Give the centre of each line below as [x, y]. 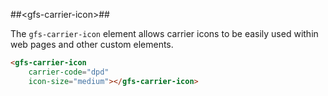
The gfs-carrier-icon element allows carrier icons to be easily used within [164, 33]
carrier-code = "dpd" [69, 72]
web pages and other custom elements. [92, 44]
